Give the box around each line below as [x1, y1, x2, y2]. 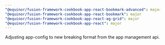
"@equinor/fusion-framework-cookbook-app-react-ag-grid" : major [5, 16, 139, 21]
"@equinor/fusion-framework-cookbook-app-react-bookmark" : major [5, 12, 141, 17]
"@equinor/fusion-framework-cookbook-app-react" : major [5, 21, 122, 26]
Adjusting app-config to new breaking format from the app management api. [5, 34, 160, 40]
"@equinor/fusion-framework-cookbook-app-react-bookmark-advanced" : [5, 7, 148, 12]
